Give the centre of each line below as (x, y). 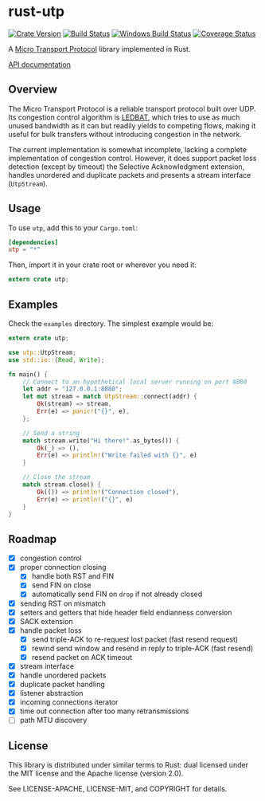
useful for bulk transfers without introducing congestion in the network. (125, 134)
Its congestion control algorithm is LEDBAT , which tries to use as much (124, 117)
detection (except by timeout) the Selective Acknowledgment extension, (127, 167)
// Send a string (51, 433)
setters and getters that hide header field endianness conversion (126, 612)
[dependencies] (33, 242)
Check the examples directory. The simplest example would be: (111, 324)
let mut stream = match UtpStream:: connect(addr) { (110, 397)
